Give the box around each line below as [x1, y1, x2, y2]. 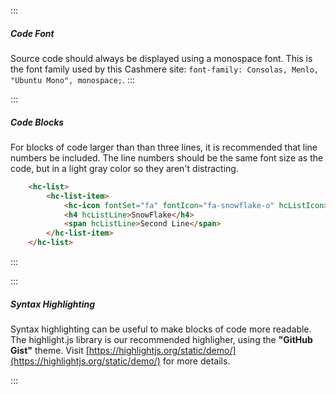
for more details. [162, 355, 231, 367]
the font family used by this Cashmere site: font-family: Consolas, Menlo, [10, 63, 319, 75]
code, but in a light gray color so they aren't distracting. [10, 162, 239, 174]
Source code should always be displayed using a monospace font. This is [10, 52, 313, 64]
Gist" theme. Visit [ [10, 345, 90, 357]
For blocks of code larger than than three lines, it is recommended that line [10, 141, 318, 153]
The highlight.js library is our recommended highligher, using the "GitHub [10, 334, 313, 346]
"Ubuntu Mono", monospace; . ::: [10, 73, 136, 85]
